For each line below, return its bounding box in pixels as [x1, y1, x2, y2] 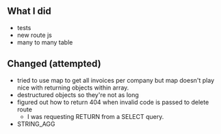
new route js [16, 31, 53, 39]
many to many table [16, 38, 73, 46]
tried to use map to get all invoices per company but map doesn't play [16, 76, 215, 84]
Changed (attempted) [7, 58, 101, 70]
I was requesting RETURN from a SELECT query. [27, 112, 164, 120]
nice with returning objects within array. [16, 83, 129, 92]
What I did [7, 5, 51, 17]
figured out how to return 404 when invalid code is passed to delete [16, 98, 209, 106]
